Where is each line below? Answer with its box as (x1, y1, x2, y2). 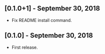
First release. (11, 44, 38, 50)
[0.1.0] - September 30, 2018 (4, 32, 93, 40)
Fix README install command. (11, 17, 72, 23)
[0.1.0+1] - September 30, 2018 (4, 4, 100, 13)
